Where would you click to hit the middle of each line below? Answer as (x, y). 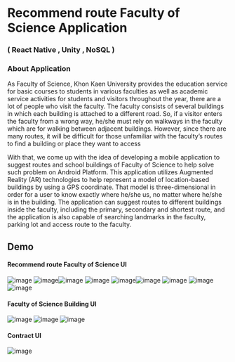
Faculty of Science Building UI (52, 304)
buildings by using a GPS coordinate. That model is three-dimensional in (112, 187)
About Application (39, 69)
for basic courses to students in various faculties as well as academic (108, 91)
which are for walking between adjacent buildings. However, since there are (117, 129)
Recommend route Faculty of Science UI (67, 264)
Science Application (67, 28)
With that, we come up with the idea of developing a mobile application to (114, 157)
